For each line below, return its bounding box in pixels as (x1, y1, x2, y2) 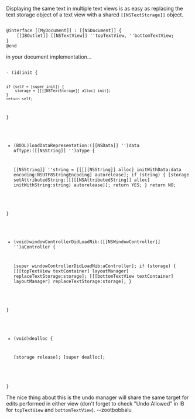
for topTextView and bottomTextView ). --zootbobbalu (6, 407, 132, 414)
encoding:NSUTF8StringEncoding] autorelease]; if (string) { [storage (13, 172, 189, 178)
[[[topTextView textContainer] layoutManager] (13, 268, 129, 274)
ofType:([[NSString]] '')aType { (13, 148, 95, 154)
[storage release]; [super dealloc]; (13, 355, 105, 360)
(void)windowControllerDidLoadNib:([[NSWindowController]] (13, 239, 161, 245)
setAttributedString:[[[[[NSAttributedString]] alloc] (13, 177, 150, 183)
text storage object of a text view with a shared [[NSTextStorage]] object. (6, 11, 183, 18)
